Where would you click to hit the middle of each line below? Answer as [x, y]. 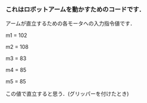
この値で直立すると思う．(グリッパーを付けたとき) [67, 94]
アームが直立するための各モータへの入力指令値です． [71, 24]
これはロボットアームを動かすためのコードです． [75, 9]
